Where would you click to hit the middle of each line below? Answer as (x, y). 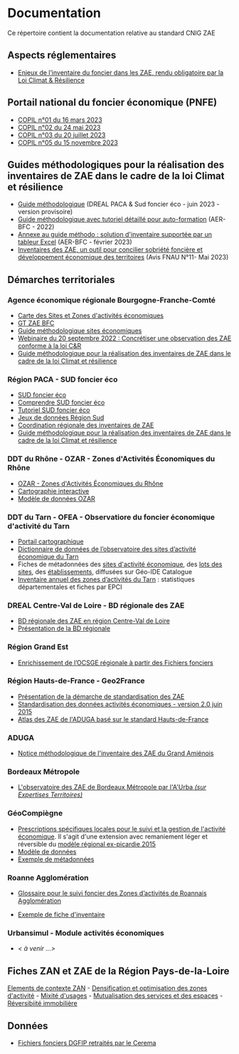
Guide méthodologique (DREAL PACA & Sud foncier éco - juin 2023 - (118, 204)
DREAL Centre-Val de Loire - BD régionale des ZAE (96, 605)
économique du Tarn (48, 556)
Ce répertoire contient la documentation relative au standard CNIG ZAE (111, 33)
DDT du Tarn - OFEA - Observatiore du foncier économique (111, 517)
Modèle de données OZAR (57, 498)
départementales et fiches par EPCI (70, 587)
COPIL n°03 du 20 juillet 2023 (62, 135)
